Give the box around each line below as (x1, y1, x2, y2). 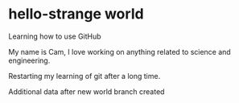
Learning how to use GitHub (8, 31, 102, 41)
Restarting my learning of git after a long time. (8, 71, 161, 80)
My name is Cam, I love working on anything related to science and (8, 47, 231, 56)
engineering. (8, 56, 51, 65)
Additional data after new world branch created (8, 86, 165, 97)
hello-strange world (8, 5, 144, 23)
